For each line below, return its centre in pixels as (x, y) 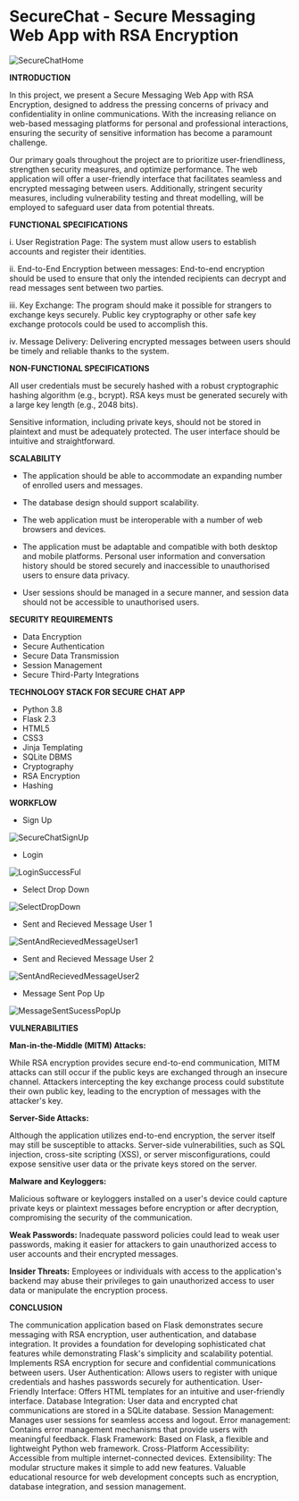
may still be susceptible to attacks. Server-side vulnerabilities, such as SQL (147, 1145)
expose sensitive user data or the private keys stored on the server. (133, 1164)
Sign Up (37, 819)
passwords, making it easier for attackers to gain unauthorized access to (143, 1244)
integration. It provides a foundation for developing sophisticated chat (137, 1344)
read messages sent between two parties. (87, 287)
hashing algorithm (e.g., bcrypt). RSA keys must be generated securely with (149, 394)
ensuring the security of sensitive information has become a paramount (141, 132)
